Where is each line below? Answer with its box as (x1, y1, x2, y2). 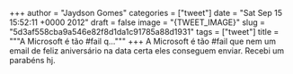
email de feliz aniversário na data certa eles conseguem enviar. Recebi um (9, 45, 285, 56)
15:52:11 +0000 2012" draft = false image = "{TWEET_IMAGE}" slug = (9, 17, 266, 28)
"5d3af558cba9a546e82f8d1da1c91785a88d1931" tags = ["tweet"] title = (9, 27, 280, 37)
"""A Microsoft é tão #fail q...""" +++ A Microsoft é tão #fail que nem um (9, 36, 277, 46)
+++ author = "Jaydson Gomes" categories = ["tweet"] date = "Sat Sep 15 (9, 8, 283, 18)
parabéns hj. (9, 55, 56, 65)
